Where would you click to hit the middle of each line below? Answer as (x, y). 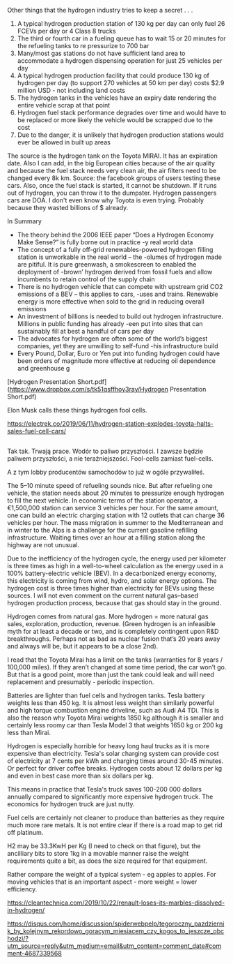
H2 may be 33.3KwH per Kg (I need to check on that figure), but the (104, 846)
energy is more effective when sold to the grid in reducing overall (111, 302)
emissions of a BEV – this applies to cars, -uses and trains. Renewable (118, 294)
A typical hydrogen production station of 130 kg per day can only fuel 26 (121, 23)
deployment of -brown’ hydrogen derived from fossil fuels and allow (115, 272)
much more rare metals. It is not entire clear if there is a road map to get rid (115, 825)
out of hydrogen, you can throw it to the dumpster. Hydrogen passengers (112, 193)
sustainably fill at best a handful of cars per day (86, 331)
